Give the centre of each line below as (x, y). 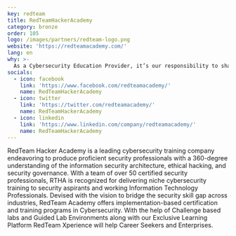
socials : (20, 72)
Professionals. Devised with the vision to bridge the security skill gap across (118, 195)
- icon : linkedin (39, 118)
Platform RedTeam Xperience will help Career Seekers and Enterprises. (110, 225)
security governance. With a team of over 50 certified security (98, 173)
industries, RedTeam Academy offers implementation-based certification (112, 203)
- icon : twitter (37, 99)
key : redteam (26, 14)
